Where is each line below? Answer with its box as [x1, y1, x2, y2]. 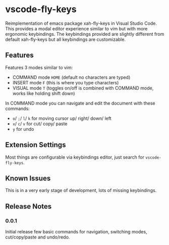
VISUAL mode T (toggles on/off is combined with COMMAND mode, [12, 85, 154, 91]
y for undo [12, 126, 34, 132]
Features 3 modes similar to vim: [5, 64, 73, 70]
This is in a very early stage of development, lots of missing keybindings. [5, 187, 157, 193]
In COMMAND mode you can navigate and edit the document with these [5, 100, 155, 106]
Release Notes [5, 202, 52, 211]
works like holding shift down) [12, 90, 75, 96]
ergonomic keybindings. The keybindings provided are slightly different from [5, 31, 164, 37]
